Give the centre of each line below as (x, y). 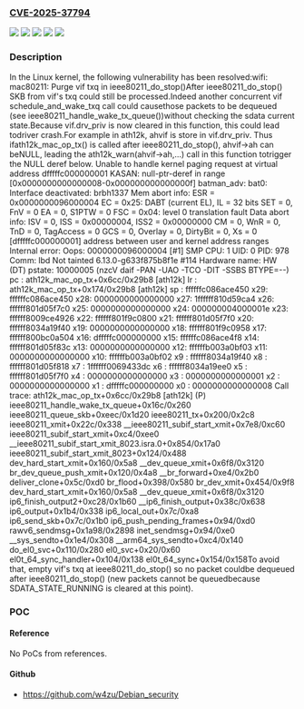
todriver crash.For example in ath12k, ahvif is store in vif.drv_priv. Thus (141, 134)
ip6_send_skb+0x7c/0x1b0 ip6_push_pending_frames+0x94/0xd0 (132, 520)
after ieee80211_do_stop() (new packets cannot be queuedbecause (135, 578)
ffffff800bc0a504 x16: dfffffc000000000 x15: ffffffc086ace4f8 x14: (135, 337)
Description (36, 57)
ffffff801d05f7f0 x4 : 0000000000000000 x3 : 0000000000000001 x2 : (145, 376)
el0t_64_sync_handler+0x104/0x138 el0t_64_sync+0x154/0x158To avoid (144, 559)
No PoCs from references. (58, 653)
